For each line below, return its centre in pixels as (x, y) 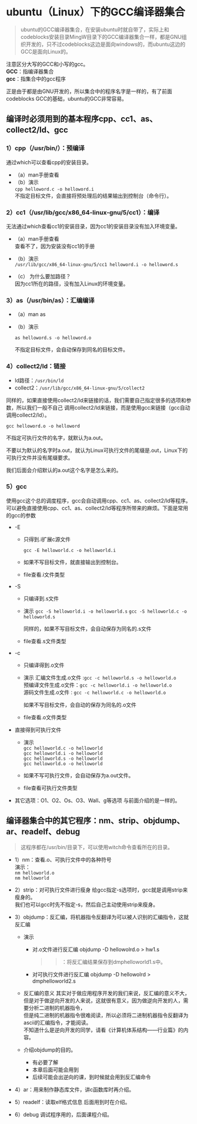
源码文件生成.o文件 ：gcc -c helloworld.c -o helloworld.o (95, 692)
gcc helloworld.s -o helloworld (63, 759)
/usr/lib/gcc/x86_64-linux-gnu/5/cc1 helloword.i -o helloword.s (96, 265)
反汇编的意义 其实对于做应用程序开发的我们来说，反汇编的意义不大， (106, 993)
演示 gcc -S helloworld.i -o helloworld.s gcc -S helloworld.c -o (105, 611)
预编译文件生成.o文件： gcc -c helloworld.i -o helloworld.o (98, 685)
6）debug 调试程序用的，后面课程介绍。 (64, 1114)
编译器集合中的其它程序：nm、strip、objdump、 (95, 821)
